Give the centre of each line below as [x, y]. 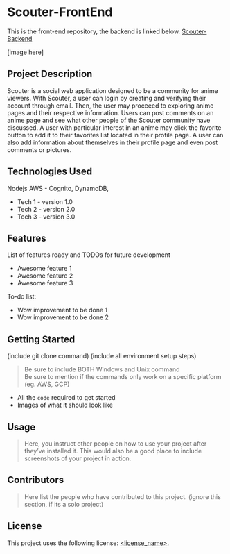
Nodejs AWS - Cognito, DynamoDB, [58, 188]
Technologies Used [50, 172]
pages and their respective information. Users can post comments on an [110, 112]
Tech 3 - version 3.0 [46, 217]
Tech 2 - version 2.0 [46, 209]
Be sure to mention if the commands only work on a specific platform [123, 377]
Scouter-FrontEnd [60, 12]
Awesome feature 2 [45, 276]
